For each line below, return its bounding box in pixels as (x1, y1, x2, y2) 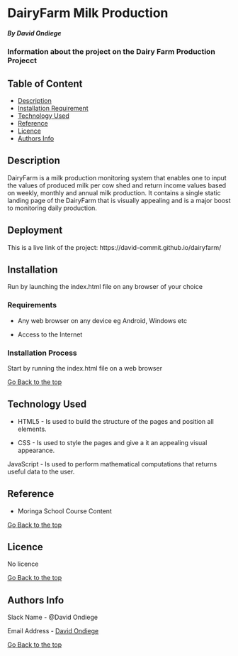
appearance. (17, 446, 55, 454)
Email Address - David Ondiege (7, 627, 99, 635)
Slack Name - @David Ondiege (7, 613, 98, 622)
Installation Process (7, 348, 77, 358)
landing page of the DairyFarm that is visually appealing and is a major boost (7, 196, 232, 204)
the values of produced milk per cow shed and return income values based (7, 181, 227, 190)
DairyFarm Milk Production (7, 5, 169, 21)
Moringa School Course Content (17, 506, 112, 515)
